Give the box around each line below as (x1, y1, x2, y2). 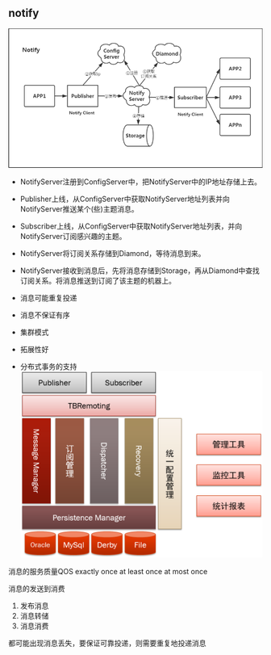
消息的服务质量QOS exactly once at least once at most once (8, 566, 208, 576)
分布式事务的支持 (19, 361, 77, 371)
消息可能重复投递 (19, 292, 77, 302)
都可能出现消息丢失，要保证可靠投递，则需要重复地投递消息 (8, 638, 206, 648)
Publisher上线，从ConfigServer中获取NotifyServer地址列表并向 (19, 194, 230, 204)
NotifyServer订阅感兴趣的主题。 (19, 231, 127, 241)
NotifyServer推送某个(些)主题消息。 (19, 204, 139, 213)
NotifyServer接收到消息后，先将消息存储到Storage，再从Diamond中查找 (19, 266, 260, 275)
